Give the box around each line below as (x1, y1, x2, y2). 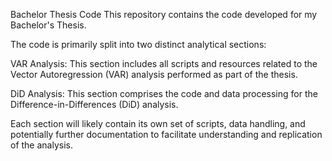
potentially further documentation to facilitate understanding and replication (10, 129, 323, 140)
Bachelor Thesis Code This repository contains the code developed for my (10, 9, 318, 20)
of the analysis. (10, 139, 73, 151)
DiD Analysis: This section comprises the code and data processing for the (10, 88, 318, 99)
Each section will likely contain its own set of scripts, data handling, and (10, 118, 306, 129)
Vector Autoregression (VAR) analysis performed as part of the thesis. (10, 69, 298, 80)
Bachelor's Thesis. (10, 19, 87, 31)
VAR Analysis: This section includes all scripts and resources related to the (10, 58, 318, 69)
